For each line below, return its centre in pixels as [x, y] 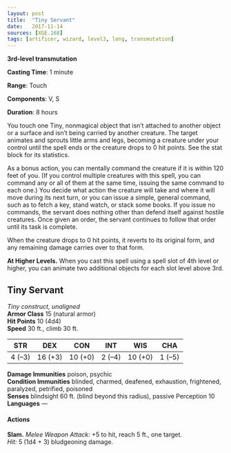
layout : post [26, 13]
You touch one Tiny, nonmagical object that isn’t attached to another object [114, 125]
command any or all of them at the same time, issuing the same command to [116, 183]
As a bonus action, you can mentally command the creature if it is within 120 [115, 168]
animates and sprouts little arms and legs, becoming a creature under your [113, 140]
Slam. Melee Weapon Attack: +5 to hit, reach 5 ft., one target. [95, 434]
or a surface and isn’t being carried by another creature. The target [102, 133]
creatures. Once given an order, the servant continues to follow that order [112, 220]
